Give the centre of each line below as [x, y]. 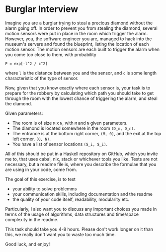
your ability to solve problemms [44, 189]
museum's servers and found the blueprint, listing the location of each [77, 44]
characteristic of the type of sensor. [42, 78]
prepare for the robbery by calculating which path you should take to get [80, 93]
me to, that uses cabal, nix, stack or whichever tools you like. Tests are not [82, 159]
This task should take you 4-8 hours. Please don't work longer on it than [79, 229]
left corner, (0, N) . [32, 139]
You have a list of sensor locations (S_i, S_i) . [60, 144]
